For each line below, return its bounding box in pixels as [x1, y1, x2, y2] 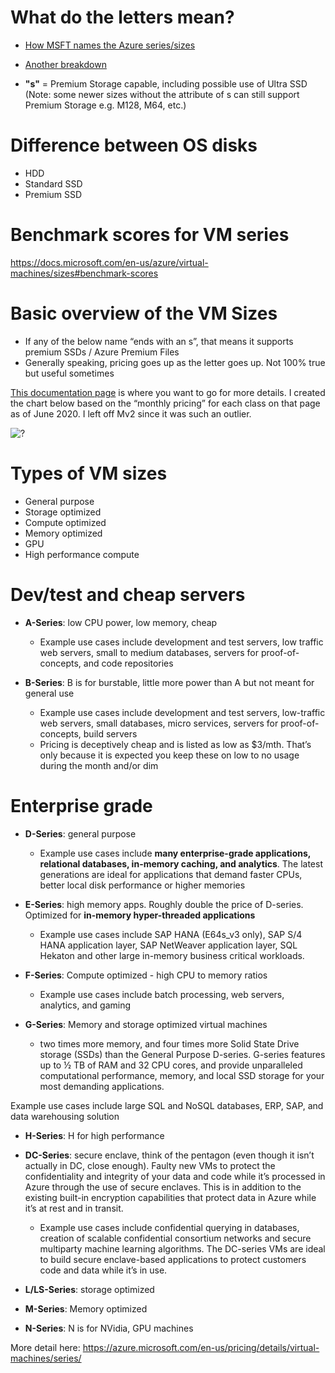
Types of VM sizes [10, 462, 168, 485]
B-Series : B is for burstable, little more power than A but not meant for [24, 676, 315, 688]
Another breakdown [24, 58, 107, 70]
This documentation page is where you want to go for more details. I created [10, 386, 326, 398]
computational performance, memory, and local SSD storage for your [39, 1069, 325, 1081]
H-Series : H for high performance [24, 1129, 165, 1141]
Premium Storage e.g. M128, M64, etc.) [24, 99, 187, 111]
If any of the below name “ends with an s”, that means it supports [24, 335, 294, 347]
